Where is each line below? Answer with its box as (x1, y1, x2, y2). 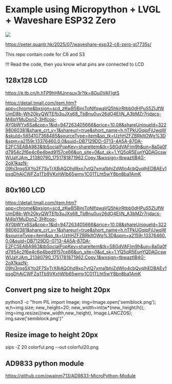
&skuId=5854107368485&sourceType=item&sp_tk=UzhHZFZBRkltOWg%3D (5, 132, 166, 138)
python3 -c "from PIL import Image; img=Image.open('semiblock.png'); (5, 299, 157, 305)
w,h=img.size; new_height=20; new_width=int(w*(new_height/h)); (5, 305, 145, 311)
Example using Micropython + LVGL (5, 4, 161, 15)
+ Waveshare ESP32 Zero (5, 14, 117, 26)
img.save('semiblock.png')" (5, 316, 64, 322)
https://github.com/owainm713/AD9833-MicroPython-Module (5, 373, 136, 379)
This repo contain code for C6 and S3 (5, 51, 85, 57)
